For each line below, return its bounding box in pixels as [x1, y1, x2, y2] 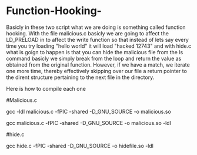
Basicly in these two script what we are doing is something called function [6, 24, 186, 31]
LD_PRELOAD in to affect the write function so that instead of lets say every [6, 36, 189, 43]
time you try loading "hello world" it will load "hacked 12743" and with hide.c [6, 42, 192, 50]
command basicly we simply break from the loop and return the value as [6, 55, 182, 62]
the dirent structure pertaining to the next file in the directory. [6, 74, 155, 81]
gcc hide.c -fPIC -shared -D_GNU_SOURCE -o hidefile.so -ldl [6, 142, 154, 149]
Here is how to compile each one [6, 85, 86, 92]
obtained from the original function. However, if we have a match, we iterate [6, 61, 190, 68]
